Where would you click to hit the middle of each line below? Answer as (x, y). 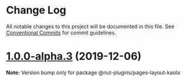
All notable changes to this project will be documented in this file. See (90, 26)
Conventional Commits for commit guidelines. (61, 32)
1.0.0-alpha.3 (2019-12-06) (74, 57)
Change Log (36, 10)
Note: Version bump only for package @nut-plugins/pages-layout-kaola (93, 72)
